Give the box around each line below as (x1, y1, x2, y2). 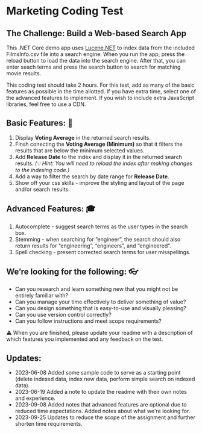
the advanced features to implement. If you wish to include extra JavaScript (6, 95, 195, 101)
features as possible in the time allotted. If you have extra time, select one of (6, 88, 196, 95)
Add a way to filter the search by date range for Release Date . (14, 173, 170, 180)
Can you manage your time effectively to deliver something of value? (14, 298, 186, 305)
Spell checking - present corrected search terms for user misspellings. (14, 248, 191, 255)
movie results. (6, 70, 42, 76)
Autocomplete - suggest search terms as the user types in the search (14, 223, 188, 230)
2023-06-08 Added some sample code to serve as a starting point (14, 369, 181, 376)
